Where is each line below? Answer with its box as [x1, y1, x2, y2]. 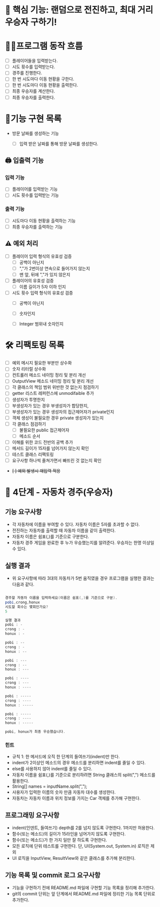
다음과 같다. [12, 581, 35, 587]
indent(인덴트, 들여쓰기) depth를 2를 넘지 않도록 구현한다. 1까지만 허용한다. [12, 825, 155, 831]
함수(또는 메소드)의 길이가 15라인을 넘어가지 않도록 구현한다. [12, 831, 126, 837]
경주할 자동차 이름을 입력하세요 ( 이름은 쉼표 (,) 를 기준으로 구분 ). [5, 595, 118, 600]
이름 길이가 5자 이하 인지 [19, 283, 66, 290]
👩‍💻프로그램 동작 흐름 [5, 41, 83, 52]
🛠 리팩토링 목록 [5, 340, 64, 351]
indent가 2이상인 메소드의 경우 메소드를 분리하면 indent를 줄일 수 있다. [12, 760, 146, 766]
